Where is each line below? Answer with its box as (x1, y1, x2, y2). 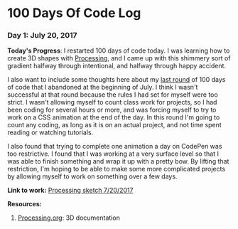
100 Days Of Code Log (7, 5, 141, 21)
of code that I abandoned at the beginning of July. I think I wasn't (7, 83, 198, 92)
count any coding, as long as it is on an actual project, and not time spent (7, 121, 222, 129)
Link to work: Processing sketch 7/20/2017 (7, 186, 134, 195)
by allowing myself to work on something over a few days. (7, 172, 178, 181)
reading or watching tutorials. (7, 128, 94, 137)
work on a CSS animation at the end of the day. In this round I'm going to (7, 113, 220, 122)
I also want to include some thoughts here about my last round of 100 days (7, 75, 226, 84)
